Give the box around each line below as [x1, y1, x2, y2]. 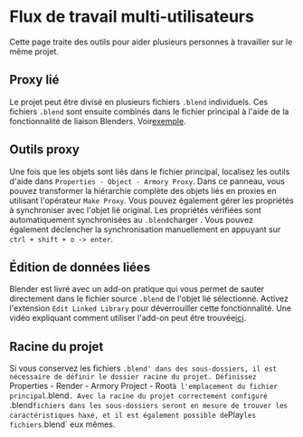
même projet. [9, 45, 59, 56]
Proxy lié [9, 73, 60, 88]
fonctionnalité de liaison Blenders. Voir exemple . [9, 115, 187, 126]
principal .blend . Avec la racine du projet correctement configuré [9, 390, 269, 401]
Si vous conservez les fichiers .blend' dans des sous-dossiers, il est [9, 363, 278, 374]
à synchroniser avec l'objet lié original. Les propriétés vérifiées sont [9, 204, 262, 215]
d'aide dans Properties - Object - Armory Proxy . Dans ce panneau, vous [9, 175, 285, 187]
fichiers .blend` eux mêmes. [9, 419, 116, 430]
